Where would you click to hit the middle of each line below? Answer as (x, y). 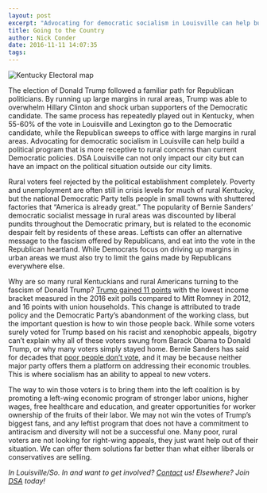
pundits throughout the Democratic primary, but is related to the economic (130, 224)
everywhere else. (37, 266)
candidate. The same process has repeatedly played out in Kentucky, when (131, 116)
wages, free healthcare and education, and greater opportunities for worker (132, 406)
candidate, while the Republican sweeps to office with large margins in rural (132, 133)
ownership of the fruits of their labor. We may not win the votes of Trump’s (130, 415)
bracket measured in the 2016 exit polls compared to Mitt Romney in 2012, (130, 298)
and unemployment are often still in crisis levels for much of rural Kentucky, (132, 190)
